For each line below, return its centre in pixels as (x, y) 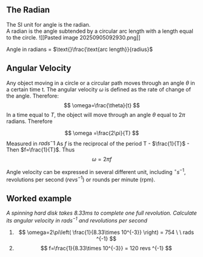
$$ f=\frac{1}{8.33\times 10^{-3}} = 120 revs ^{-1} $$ (106, 249)
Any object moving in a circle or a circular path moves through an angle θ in (101, 83)
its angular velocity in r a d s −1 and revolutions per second (77, 220)
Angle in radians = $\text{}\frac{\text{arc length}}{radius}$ (80, 49)
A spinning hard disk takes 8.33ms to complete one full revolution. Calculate (101, 213)
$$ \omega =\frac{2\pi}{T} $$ (102, 133)
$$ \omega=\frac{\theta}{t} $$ (102, 105)
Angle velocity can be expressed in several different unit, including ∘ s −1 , (96, 171)
